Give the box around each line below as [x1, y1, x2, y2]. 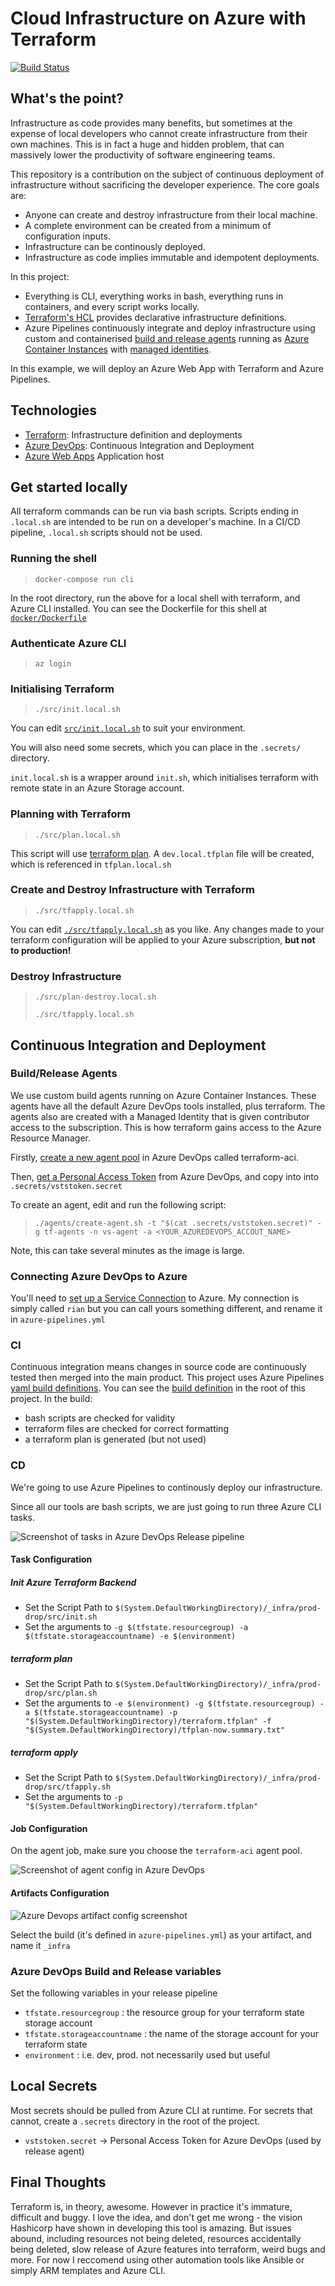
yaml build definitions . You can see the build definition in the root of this [10, 1382, 306, 1394]
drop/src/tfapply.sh [24, 1782, 111, 1792]
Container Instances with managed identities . [24, 343, 212, 355]
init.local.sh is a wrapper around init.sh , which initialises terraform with [10, 772, 319, 784]
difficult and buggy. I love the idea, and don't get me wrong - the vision [10, 2211, 303, 2223]
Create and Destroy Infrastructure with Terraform [10, 883, 255, 897]
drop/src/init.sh [24, 1612, 98, 1622]
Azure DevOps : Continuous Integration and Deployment [24, 439, 255, 451]
